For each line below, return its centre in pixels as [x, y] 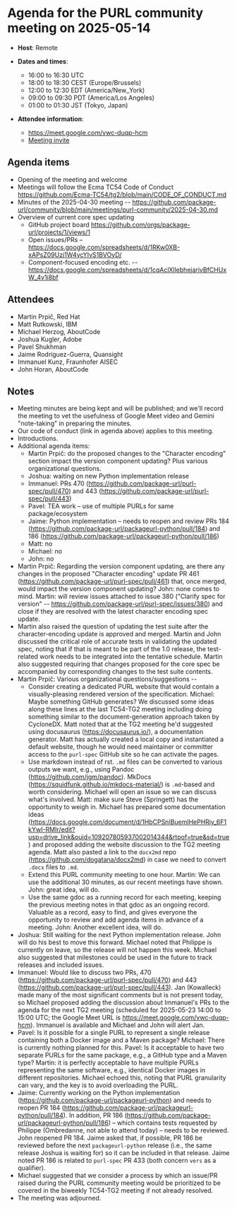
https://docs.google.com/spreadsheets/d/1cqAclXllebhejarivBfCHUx [127, 270]
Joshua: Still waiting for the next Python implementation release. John [119, 935]
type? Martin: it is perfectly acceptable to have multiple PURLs [108, 1062]
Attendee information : [51, 119]
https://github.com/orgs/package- [140, 224]
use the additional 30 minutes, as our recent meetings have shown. [126, 882]
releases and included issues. [61, 965]
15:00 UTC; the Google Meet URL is [69, 1018]
